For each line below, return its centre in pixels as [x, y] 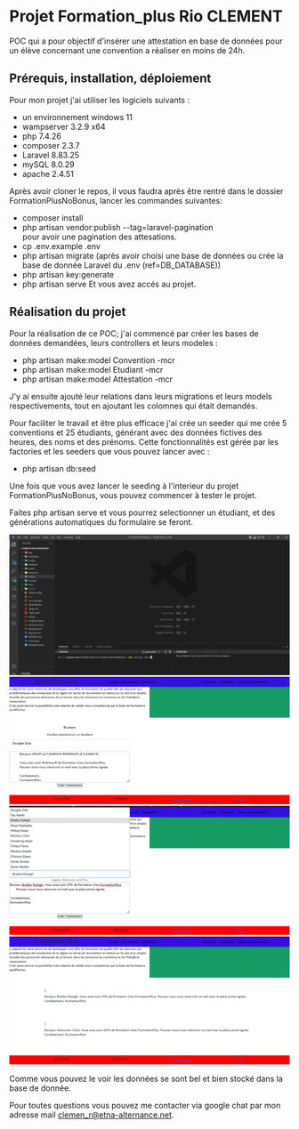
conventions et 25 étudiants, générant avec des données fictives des [136, 432]
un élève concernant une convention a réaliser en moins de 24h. [127, 50]
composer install [53, 218]
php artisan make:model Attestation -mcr [97, 379]
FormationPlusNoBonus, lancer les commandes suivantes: [116, 200]
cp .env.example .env [61, 246]
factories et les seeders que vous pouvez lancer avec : [109, 451]
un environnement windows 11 [77, 117]
